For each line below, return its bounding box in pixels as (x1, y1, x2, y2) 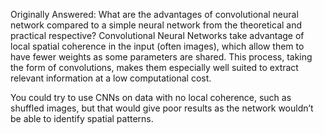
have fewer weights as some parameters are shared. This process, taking (10, 51, 313, 63)
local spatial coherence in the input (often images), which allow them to (10, 40, 305, 52)
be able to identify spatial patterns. (10, 113, 154, 124)
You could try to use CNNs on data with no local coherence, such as (10, 92, 292, 103)
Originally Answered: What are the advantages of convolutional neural (10, 9, 299, 20)
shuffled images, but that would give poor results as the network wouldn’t (10, 102, 314, 114)
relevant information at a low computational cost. (10, 72, 212, 84)
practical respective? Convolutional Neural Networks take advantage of (10, 30, 305, 41)
